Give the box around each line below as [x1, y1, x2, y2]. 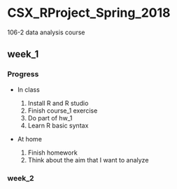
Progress [7, 69, 39, 79]
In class [17, 85, 40, 94]
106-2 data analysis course [7, 28, 85, 36]
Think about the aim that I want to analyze [27, 155, 149, 164]
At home [17, 134, 42, 143]
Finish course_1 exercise [27, 106, 98, 115]
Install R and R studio [27, 99, 89, 107]
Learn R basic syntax [27, 121, 89, 129]
